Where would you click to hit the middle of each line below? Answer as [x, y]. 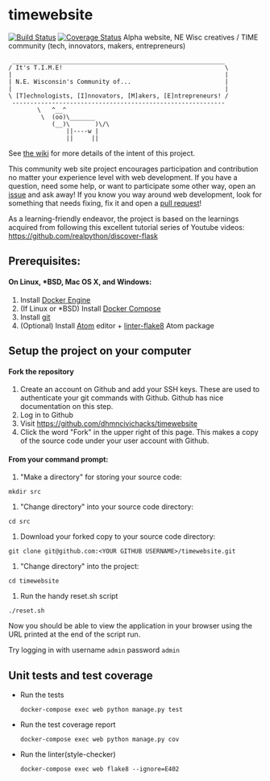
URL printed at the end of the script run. [75, 634]
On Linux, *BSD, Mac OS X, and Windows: [80, 282]
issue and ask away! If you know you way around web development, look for [135, 194]
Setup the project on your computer [100, 351]
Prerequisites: [44, 261]
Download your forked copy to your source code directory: [118, 537]
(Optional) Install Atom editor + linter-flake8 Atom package [117, 325]
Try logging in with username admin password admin [94, 650]
